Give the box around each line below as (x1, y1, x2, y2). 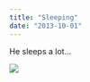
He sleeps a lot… (9, 45, 72, 56)
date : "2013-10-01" (9, 21, 83, 30)
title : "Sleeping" (9, 12, 78, 22)
